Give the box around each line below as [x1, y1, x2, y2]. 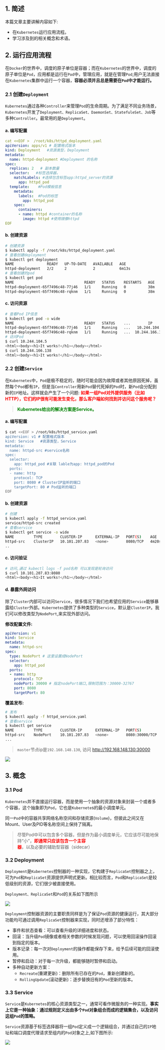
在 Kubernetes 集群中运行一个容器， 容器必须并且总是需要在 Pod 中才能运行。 [5, 77, 155, 83]
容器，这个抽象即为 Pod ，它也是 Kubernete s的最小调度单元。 [9, 805, 129, 810]
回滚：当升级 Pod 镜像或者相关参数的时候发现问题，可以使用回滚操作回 [12, 933, 153, 939]
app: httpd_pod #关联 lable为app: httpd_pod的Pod [14, 462, 114, 467]
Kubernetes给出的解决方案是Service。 [17, 406, 97, 412]
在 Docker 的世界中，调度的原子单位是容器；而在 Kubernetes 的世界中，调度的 [5, 65, 157, 71]
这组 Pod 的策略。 [5, 1013, 38, 1019]
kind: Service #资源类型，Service [5, 439, 77, 444]
